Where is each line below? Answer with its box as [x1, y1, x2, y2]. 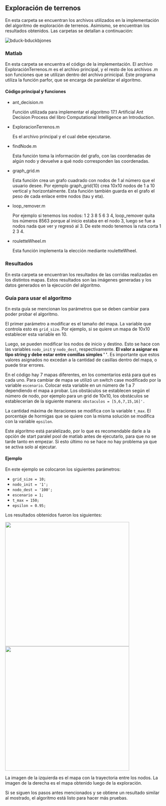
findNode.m [12, 143, 37, 149]
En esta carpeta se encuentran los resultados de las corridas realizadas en [5, 271, 158, 278]
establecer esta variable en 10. [5, 331, 68, 337]
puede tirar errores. [5, 362, 45, 368]
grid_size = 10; [12, 477, 46, 482]
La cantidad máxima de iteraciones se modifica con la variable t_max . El [5, 407, 151, 413]
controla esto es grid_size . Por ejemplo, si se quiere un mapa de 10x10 [5, 326, 150, 332]
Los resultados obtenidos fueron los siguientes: [5, 512, 103, 518]
